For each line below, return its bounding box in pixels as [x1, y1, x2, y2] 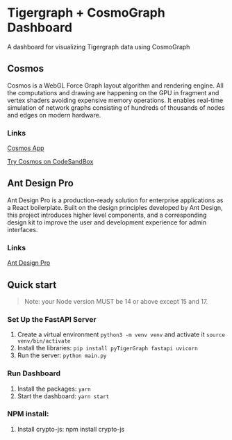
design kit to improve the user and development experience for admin [7, 218, 207, 227]
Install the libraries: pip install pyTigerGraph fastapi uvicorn [17, 344, 198, 352]
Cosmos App [7, 144, 44, 152]
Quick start [7, 279, 57, 291]
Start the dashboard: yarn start [17, 391, 110, 400]
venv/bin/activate [17, 338, 71, 345]
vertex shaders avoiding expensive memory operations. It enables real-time [7, 96, 224, 104]
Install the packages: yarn [17, 384, 92, 393]
